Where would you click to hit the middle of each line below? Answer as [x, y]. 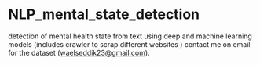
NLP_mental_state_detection [104, 14]
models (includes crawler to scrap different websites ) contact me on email [129, 44]
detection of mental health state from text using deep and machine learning [130, 36]
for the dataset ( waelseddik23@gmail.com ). [79, 52]
